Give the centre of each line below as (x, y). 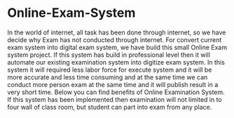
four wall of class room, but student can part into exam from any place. (110, 107)
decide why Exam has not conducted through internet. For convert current (115, 39)
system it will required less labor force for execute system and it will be (110, 70)
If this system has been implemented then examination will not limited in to (115, 99)
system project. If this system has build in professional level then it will (109, 55)
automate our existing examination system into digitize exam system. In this (116, 62)
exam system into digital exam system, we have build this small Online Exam (117, 47)
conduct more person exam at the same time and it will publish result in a (113, 84)
